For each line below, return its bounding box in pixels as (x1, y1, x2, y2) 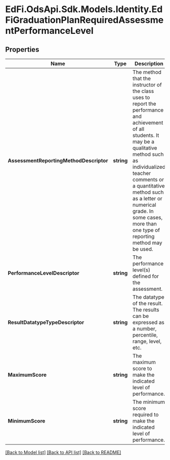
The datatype (132, 294, 164, 300)
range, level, (132, 338, 162, 345)
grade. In (132, 208, 154, 214)
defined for (132, 273, 159, 280)
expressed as (132, 319, 164, 326)
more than (132, 220, 157, 227)
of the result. (132, 300, 163, 307)
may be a (132, 138, 154, 145)
